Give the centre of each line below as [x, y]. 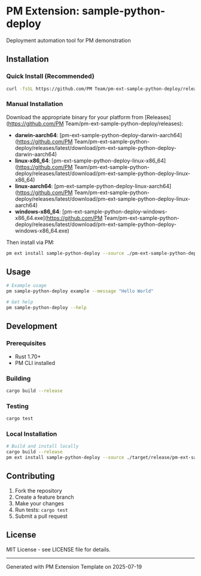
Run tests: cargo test [41, 509]
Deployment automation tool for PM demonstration [68, 40]
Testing [17, 406]
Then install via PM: [31, 242]
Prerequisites [26, 343]
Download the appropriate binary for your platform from [75, 117]
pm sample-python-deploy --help [46, 308]
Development [32, 326]
